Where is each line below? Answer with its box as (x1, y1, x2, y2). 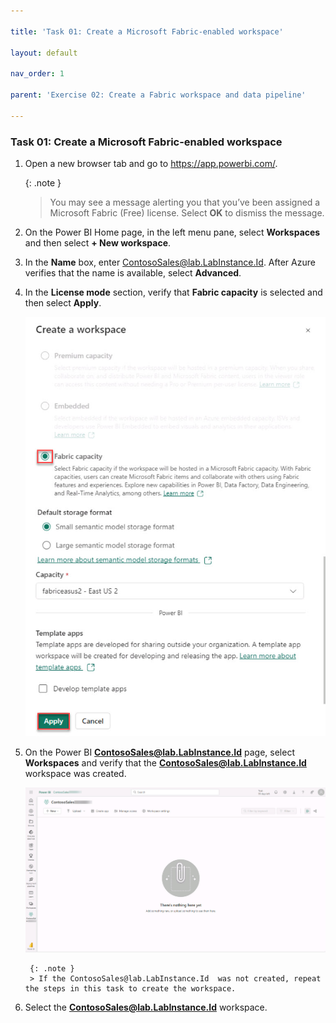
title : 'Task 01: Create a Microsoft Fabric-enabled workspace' (10, 26, 284, 37)
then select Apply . (24, 296, 102, 309)
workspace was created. (24, 767, 127, 779)
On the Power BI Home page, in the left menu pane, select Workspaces (24, 226, 321, 238)
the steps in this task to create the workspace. (24, 984, 237, 994)
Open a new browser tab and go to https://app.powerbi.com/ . (24, 157, 278, 169)
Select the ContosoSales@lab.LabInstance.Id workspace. (24, 1001, 268, 1014)
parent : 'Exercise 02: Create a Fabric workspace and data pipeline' (10, 90, 307, 100)
